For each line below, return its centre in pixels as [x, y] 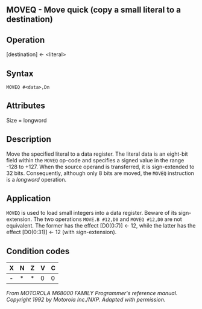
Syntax [20, 73]
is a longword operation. [36, 179]
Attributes [26, 106]
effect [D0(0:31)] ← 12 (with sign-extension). [62, 232]
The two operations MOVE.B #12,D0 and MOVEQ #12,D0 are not [108, 219]
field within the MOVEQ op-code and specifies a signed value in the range [95, 160]
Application [29, 199]
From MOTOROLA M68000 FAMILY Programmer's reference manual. [92, 293]
